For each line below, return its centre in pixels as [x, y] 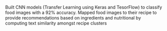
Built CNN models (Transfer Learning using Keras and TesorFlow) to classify [84, 7]
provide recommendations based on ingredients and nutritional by [73, 18]
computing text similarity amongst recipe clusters [56, 23]
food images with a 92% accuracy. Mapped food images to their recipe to [81, 12]
